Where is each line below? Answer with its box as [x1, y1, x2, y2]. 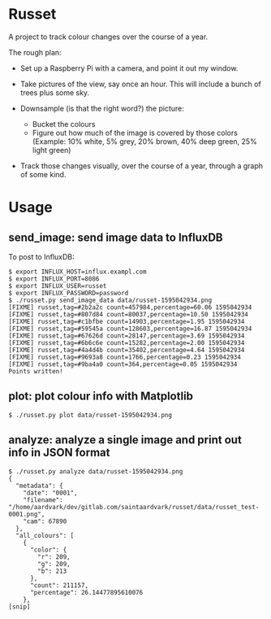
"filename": [23, 495, 63, 504]
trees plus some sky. [19, 87, 90, 98]
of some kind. [19, 169, 67, 179]
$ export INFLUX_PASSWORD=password [8, 289, 129, 297]
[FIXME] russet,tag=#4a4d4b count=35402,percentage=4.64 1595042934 [8, 346, 245, 354]
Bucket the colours [32, 119, 96, 129]
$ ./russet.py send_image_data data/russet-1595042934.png [8, 296, 213, 304]
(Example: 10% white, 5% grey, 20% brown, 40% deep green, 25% [32, 136, 257, 146]
